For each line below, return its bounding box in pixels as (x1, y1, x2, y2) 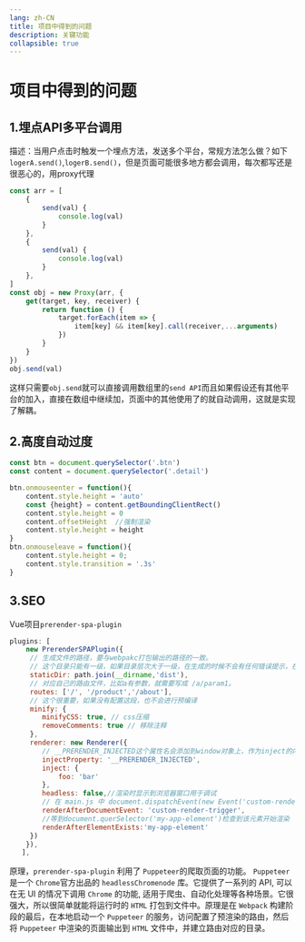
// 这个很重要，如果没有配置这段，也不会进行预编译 (29, 695, 198, 705)
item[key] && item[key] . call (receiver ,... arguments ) (74, 322, 279, 331)
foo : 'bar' (57, 772, 100, 781)
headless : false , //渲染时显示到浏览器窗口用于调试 (42, 789, 217, 798)
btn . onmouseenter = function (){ (9, 483, 132, 492)
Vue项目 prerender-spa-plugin (9, 618, 123, 629)
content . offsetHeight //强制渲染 (25, 517, 152, 526)
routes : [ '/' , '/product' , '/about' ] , (29, 687, 172, 696)
